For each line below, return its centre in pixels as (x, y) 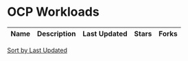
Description (57, 34)
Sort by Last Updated (37, 50)
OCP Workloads (53, 12)
